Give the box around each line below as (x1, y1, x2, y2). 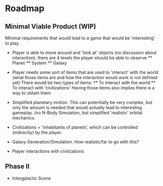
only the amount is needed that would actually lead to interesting (12, 105, 142, 110)
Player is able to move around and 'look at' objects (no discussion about (12, 50, 157, 55)
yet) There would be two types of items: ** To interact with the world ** (12, 80, 156, 85)
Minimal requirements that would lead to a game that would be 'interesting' (5, 35, 155, 41)
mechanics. (12, 115, 36, 120)
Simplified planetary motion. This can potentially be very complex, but (12, 100, 153, 105)
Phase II (5, 162, 30, 170)
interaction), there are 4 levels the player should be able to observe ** (12, 55, 152, 61)
